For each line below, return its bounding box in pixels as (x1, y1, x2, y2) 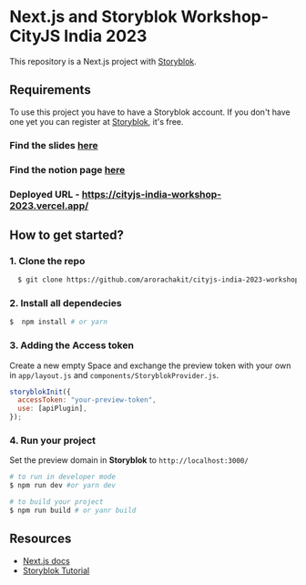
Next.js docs (22, 555, 70, 566)
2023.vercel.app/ (9, 199, 89, 211)
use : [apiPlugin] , (17, 404, 88, 414)
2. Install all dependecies (9, 297, 122, 309)
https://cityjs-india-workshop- (81, 188, 222, 200)
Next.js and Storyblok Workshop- (9, 6, 270, 27)
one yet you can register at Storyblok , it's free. (9, 116, 184, 127)
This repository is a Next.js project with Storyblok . (9, 56, 198, 67)
